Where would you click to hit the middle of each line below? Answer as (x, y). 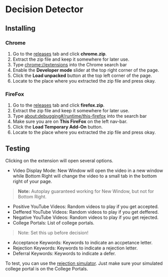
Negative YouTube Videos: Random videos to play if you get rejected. (86, 217)
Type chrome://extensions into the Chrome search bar (70, 64)
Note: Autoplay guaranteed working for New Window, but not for (86, 191)
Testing (18, 148)
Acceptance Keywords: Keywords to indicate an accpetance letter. (83, 242)
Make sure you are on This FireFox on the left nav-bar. (70, 121)
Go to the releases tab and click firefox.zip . (58, 105)
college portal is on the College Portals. (47, 268)
